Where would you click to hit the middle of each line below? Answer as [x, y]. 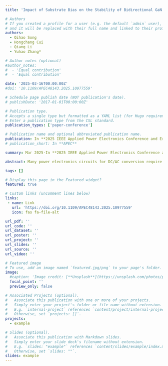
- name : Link [21, 203]
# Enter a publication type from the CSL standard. [60, 120]
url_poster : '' [21, 235]
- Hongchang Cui [26, 42]
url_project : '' [22, 240]
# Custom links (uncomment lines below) [48, 194]
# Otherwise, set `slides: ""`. [41, 351]
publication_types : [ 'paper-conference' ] [49, 125]
